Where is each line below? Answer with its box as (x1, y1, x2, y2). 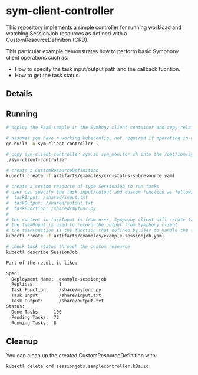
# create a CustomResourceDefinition (6, 167, 99, 174)
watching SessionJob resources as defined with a (6, 30, 127, 37)
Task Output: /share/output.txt (11, 298, 104, 304)
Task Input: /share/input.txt (11, 292, 101, 299)
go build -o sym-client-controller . (6, 141, 99, 146)
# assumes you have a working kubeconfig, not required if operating (6, 135, 181, 141)
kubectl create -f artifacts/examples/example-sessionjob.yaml (6, 233, 165, 239)
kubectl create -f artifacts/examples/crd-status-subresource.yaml (6, 173, 176, 179)
